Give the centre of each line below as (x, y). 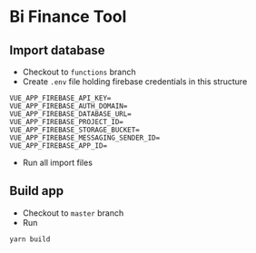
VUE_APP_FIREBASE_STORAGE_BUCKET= (75, 130)
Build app (37, 191)
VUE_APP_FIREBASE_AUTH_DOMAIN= (69, 106)
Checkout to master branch (73, 213)
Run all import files (58, 162)
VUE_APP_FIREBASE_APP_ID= (58, 146)
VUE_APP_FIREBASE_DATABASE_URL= (70, 114)
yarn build (30, 239)
